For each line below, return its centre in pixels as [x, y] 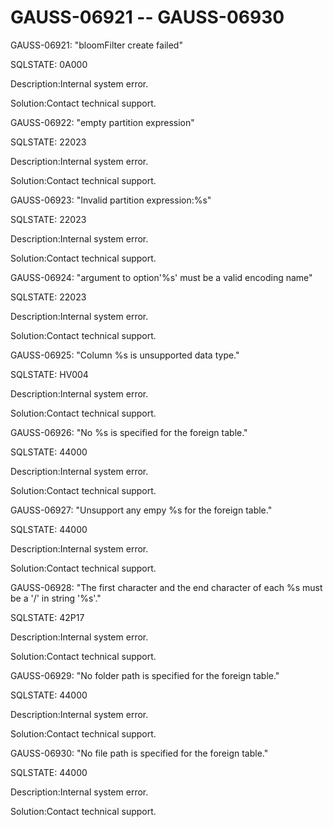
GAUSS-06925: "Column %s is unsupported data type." [125, 355]
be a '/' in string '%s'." [56, 598]
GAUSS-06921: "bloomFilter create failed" [96, 45]
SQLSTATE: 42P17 [47, 617]
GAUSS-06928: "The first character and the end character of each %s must [166, 587]
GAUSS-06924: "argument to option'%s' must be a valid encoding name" [161, 277]
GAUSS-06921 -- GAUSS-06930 [147, 17]
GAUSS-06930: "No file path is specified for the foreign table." [139, 753]
